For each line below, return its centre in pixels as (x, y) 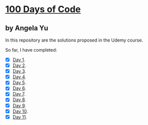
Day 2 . (19, 66)
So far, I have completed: (31, 50)
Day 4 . (19, 77)
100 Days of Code (43, 9)
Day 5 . (19, 82)
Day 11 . (20, 117)
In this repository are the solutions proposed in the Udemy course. (74, 40)
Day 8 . (19, 100)
